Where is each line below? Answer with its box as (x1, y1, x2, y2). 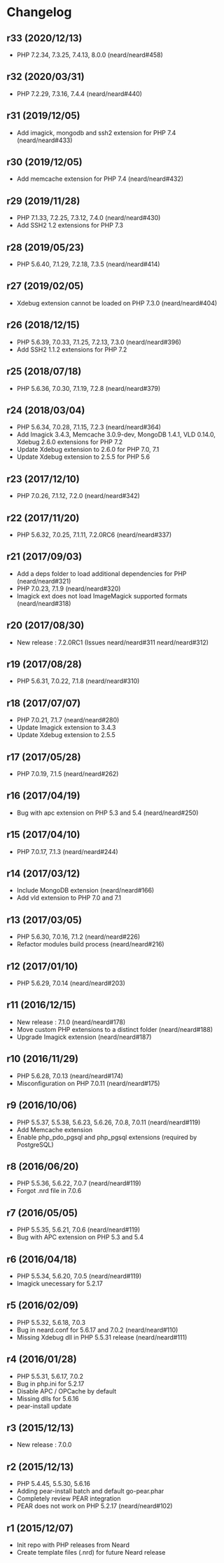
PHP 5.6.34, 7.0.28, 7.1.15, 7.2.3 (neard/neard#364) (16, 423, 162, 432)
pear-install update (16, 1402, 71, 1410)
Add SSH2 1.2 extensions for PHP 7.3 (16, 221, 124, 230)
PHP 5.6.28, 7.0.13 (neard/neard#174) (16, 1071, 124, 1080)
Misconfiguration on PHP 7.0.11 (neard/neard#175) (16, 1079, 160, 1087)
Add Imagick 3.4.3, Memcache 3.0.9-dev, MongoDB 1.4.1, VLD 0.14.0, (16, 430, 216, 439)
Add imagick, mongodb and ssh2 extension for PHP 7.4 (16, 128, 176, 137)
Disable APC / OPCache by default (16, 1386, 117, 1395)
